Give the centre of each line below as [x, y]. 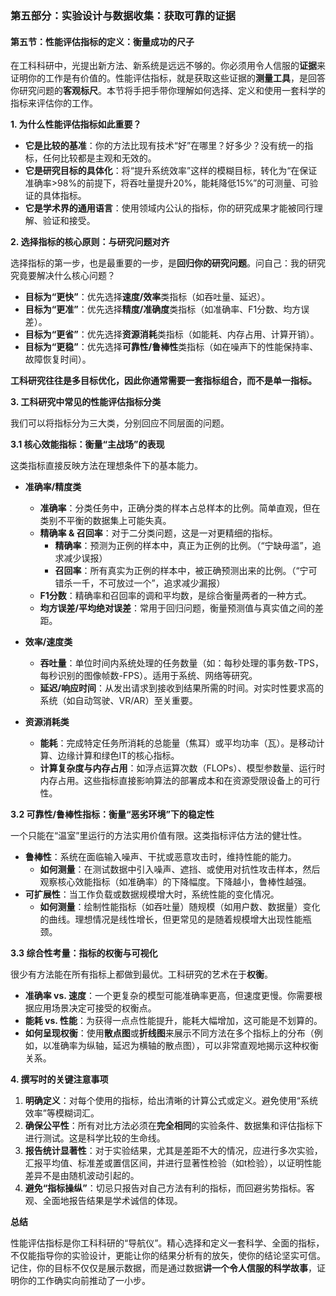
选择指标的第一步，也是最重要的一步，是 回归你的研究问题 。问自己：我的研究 [168, 263]
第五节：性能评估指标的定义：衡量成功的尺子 [102, 41]
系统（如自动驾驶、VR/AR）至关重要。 [118, 701]
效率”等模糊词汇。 [62, 1113]
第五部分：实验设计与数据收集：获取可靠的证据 [123, 15]
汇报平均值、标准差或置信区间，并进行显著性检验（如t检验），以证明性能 [173, 1163]
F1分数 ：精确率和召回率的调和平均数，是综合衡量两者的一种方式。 [175, 596]
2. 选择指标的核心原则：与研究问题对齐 [90, 242]
